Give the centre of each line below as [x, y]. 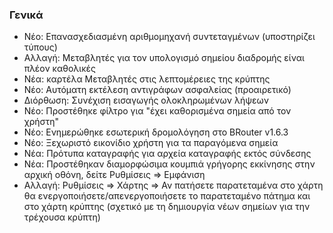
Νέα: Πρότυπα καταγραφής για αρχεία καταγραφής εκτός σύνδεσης [167, 154]
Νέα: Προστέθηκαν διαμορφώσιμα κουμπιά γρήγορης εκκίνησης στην [169, 164]
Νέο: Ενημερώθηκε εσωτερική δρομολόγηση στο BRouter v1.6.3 [156, 132]
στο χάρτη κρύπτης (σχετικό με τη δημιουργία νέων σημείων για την [167, 207]
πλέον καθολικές [59, 69]
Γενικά [26, 15]
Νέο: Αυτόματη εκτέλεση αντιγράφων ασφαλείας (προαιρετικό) [157, 90]
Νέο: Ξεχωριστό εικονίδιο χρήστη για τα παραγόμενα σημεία [151, 143]
